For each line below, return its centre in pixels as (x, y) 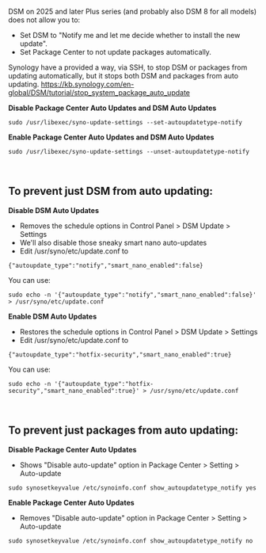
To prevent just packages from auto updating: (123, 431)
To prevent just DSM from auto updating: (111, 191)
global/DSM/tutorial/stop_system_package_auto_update (99, 93)
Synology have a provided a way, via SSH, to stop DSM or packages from (128, 67)
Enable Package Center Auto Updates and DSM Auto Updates (111, 137)
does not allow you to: (44, 20)
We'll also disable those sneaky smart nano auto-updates (113, 242)
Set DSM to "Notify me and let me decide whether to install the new (130, 35)
